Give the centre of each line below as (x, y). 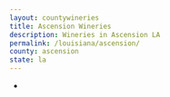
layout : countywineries (55, 18)
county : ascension (44, 52)
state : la (28, 60)
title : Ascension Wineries (60, 26)
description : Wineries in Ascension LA (85, 34)
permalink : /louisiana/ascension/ (75, 43)
